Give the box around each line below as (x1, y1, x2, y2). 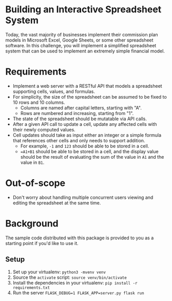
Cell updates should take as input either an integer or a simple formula (12, 132, 162, 138)
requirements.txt (12, 285, 50, 290)
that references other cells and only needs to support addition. (12, 137, 145, 143)
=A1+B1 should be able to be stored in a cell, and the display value (20, 148, 159, 155)
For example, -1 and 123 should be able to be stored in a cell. (20, 143, 149, 149)
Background (5, 218, 59, 229)
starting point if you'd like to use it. (5, 240, 79, 246)
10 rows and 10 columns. (12, 99, 65, 105)
